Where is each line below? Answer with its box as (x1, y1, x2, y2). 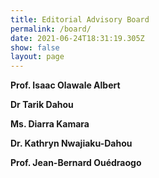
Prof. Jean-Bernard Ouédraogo (10, 157, 142, 169)
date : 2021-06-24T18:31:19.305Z (10, 33, 145, 43)
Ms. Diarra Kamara (10, 118, 90, 130)
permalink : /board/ (10, 24, 92, 34)
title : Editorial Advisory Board (10, 14, 150, 25)
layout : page (10, 52, 65, 62)
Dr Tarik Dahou (10, 99, 74, 111)
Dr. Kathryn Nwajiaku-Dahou (10, 137, 133, 150)
